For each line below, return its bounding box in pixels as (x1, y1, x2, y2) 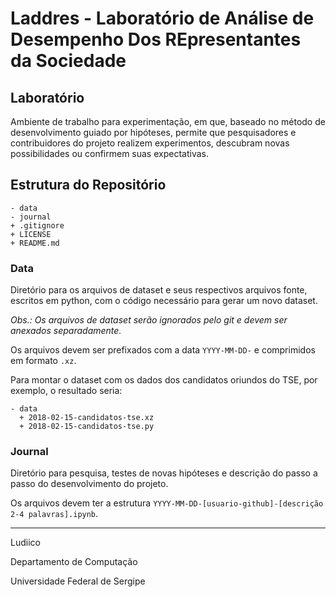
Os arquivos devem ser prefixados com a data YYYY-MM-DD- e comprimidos (10, 344, 316, 356)
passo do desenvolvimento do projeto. (10, 478, 169, 490)
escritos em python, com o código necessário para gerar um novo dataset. (10, 295, 318, 307)
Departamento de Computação (10, 556, 138, 568)
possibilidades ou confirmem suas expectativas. (10, 148, 209, 159)
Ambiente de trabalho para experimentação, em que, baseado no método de (10, 116, 326, 127)
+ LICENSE (10, 229, 52, 239)
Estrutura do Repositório (10, 177, 167, 194)
